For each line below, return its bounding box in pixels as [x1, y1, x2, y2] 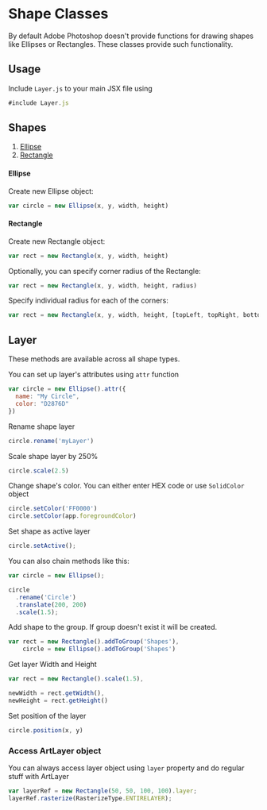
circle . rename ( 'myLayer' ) [8, 437, 94, 445]
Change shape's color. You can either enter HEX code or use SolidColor [8, 481, 245, 491]
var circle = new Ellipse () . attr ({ [8, 385, 126, 393]
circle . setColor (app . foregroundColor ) [8, 512, 137, 520]
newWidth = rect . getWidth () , [8, 689, 105, 697]
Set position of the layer [8, 711, 87, 720]
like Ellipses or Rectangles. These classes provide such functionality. [8, 39, 234, 48]
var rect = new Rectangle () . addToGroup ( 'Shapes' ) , [8, 638, 180, 646]
